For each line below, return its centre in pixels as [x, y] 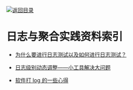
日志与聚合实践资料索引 [65, 37]
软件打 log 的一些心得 [42, 80]
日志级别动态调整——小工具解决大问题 [63, 67]
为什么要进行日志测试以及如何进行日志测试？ [71, 54]
